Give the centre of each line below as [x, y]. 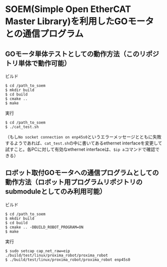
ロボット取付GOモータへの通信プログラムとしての [82, 173]
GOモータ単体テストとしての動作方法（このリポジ [82, 54]
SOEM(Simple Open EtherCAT [68, 9]
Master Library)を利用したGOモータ [80, 21]
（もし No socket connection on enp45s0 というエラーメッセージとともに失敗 [83, 137]
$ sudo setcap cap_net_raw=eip [38, 251]
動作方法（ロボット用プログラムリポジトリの [74, 182]
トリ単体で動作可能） [38, 63]
